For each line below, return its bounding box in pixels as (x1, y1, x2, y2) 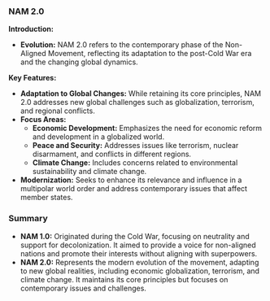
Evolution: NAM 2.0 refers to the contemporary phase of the (20, 40, 224, 50)
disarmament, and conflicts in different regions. (32, 149, 192, 159)
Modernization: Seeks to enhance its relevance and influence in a (20, 175, 242, 185)
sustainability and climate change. (32, 167, 147, 177)
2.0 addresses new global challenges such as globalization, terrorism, (20, 98, 255, 107)
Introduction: (8, 24, 54, 34)
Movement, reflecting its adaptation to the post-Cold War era (47, 49, 252, 59)
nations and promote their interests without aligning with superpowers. (20, 248, 258, 258)
